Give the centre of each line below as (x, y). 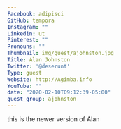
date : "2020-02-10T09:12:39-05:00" (59, 92)
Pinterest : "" (28, 40)
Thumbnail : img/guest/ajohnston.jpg (60, 54)
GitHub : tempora (31, 20)
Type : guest (24, 73)
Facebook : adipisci (36, 14)
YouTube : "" (24, 86)
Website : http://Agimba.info (50, 79)
